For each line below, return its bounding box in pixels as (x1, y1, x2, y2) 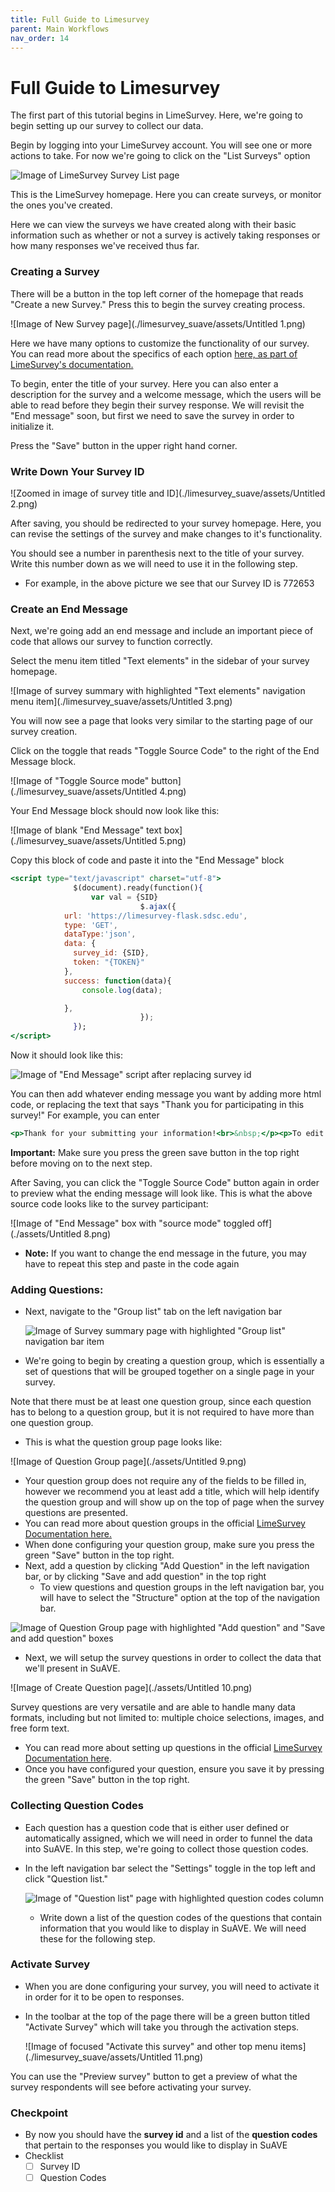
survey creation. (10, 726, 78, 738)
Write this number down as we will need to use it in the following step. (10, 557, 298, 570)
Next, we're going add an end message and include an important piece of (10, 625, 314, 637)
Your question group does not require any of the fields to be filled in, (24, 1475, 307, 1487)
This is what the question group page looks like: (24, 1436, 223, 1448)
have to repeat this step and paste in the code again (24, 1257, 240, 1270)
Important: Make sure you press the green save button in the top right (10, 1146, 300, 1158)
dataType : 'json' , (63, 929, 137, 940)
